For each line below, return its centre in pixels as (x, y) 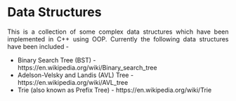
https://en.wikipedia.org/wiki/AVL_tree (73, 82)
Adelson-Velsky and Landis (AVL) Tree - (76, 75)
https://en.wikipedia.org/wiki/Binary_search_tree (87, 67)
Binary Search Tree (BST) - (57, 60)
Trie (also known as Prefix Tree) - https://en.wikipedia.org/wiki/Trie (114, 90)
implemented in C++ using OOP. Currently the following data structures (118, 39)
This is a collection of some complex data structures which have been (118, 32)
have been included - (38, 46)
